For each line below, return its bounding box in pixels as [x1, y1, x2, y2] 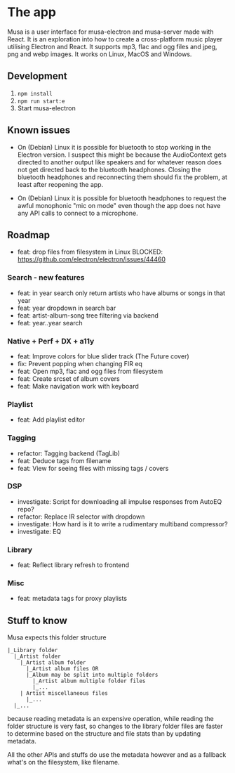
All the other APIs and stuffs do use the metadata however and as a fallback [7, 751, 227, 759]
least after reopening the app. [17, 180, 104, 188]
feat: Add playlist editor [17, 415, 86, 424]
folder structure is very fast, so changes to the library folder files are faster [7, 722, 223, 731]
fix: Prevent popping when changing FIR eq [17, 359, 142, 368]
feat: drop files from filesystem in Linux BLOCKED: [17, 247, 163, 256]
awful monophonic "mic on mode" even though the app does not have [17, 201, 221, 209]
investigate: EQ [17, 527, 62, 535]
